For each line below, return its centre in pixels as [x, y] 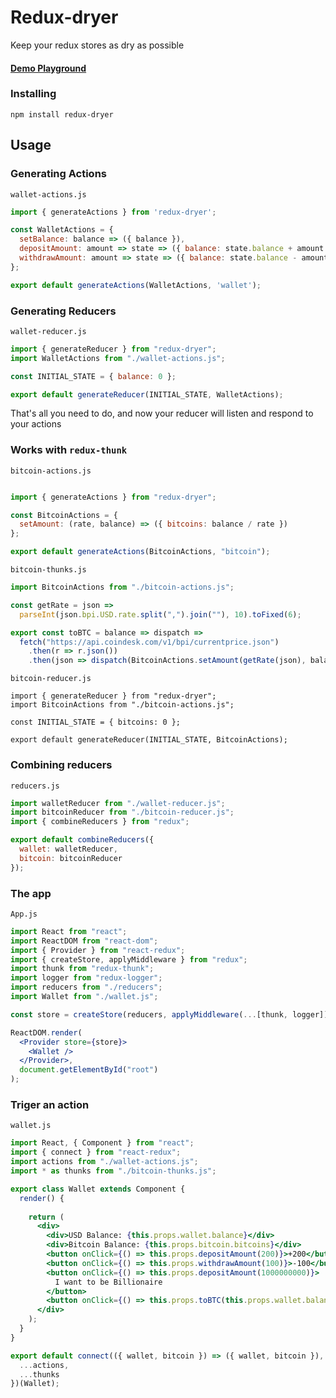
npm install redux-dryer [62, 114]
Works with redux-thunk [69, 450]
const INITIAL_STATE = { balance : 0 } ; [93, 376]
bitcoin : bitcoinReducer [71, 858]
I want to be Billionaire [108, 1282]
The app [31, 893]
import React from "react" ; [69, 931]
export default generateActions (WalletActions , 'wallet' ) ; [136, 285]
